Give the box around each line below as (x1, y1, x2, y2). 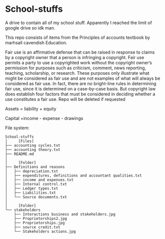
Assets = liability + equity (5, 106, 57, 112)
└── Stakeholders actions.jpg (14, 229, 76, 234)
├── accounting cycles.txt (5, 143, 61, 148)
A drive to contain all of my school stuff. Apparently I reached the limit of (5, 20, 152, 26)
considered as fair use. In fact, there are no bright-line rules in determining (5, 80, 157, 87)
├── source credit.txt (14, 225, 61, 230)
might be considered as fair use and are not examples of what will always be (5, 75, 161, 81)
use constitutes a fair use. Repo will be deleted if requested (5, 96, 126, 102)
